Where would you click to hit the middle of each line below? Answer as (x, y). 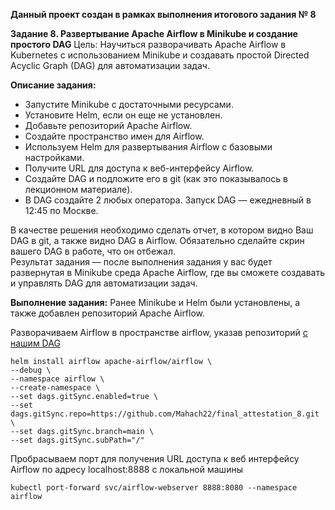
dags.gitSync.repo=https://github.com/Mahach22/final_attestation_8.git (165, 414)
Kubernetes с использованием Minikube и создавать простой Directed (160, 55)
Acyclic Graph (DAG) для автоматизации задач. (110, 65)
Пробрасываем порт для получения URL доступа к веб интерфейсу (155, 458)
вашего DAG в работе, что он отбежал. (93, 251)
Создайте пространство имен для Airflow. (114, 136)
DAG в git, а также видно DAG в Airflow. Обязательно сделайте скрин (157, 240)
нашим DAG (35, 343)
